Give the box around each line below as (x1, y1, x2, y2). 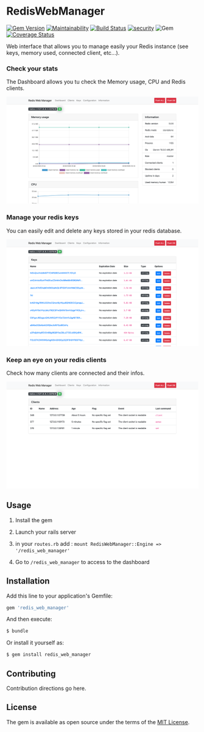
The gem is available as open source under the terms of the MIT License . (6, 718, 190, 725)
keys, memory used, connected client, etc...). (6, 49, 120, 56)
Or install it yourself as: (6, 639, 64, 646)
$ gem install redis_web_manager (6, 652, 91, 658)
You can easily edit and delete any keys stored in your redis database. (6, 227, 182, 234)
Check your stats (6, 64, 58, 72)
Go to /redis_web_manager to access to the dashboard (15, 558, 150, 565)
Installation (6, 576, 50, 587)
